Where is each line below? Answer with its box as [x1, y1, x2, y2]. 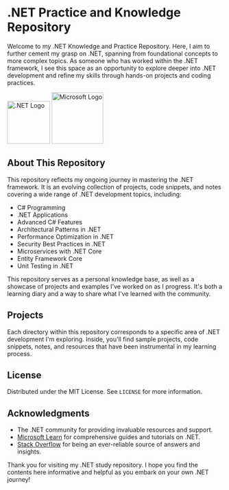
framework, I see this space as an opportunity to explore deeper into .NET [7, 64, 217, 72]
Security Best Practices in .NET [16, 240, 106, 248]
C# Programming [16, 203, 66, 211]
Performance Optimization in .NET [16, 232, 114, 241]
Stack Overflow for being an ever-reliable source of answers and [16, 441, 200, 449]
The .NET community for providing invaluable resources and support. [16, 425, 213, 434]
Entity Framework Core [16, 254, 82, 262]
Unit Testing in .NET [16, 261, 74, 270]
